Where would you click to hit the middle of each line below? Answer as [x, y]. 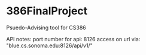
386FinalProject [47, 11]
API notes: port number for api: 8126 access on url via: [73, 39]
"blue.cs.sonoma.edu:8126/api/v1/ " [49, 45]
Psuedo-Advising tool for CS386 [46, 27]
